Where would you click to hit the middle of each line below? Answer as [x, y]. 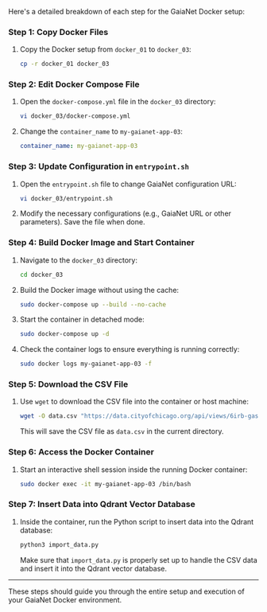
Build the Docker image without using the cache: [99, 290]
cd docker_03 [41, 275]
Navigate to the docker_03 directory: [78, 260]
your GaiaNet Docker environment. [65, 599]
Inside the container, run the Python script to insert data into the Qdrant [137, 521]
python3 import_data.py [59, 544]
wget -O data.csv [48, 416]
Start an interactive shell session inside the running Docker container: [133, 470]
